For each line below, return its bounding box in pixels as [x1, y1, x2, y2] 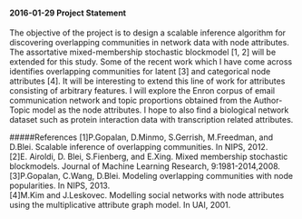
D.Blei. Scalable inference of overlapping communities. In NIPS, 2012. [9, 142, 268, 153]
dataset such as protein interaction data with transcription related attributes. [9, 114, 294, 125]
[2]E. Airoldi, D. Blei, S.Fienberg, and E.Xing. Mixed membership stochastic [9, 151, 288, 163]
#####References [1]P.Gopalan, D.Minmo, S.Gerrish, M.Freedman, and [9, 132, 274, 143]
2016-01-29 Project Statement [9, 7, 127, 18]
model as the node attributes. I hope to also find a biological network [32, 105, 289, 115]
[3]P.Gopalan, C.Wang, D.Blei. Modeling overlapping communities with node [9, 171, 293, 182]
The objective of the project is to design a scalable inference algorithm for [9, 27, 287, 38]
